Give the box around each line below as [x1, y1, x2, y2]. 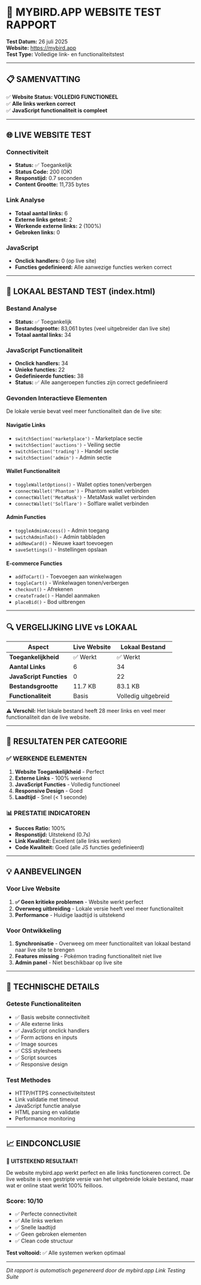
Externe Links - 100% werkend [14, 774, 93, 782]
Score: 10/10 [6, 1196, 44, 1205]
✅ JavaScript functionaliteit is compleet [6, 107, 108, 114]
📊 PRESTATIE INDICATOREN [6, 809, 90, 817]
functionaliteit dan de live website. [6, 713, 91, 721]
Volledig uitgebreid [116, 691, 170, 700]
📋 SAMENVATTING [6, 74, 81, 84]
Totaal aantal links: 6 [14, 209, 68, 217]
